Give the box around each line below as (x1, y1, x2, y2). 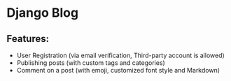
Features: (6, 33, 50, 45)
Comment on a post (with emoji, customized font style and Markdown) (16, 66, 220, 74)
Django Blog (6, 5, 78, 21)
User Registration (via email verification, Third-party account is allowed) (16, 51, 225, 59)
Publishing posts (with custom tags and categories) (16, 59, 165, 67)
